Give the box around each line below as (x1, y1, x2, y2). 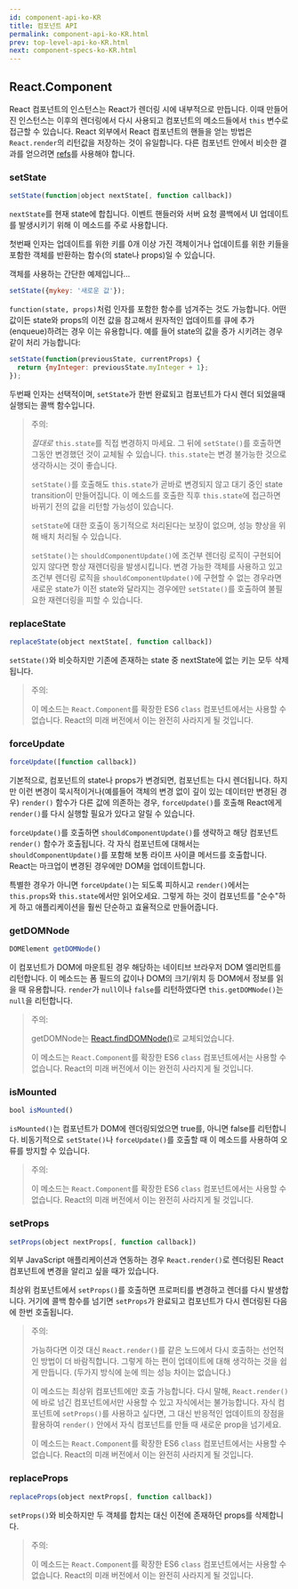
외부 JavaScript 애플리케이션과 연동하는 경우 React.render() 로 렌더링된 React (9, 1254, 285, 1265)
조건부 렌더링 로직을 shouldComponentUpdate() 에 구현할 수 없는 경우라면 (30, 572, 282, 583)
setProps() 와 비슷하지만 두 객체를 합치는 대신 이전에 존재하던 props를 (9, 1510, 254, 1520)
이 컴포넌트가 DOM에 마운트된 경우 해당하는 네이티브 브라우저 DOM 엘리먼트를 (9, 962, 282, 973)
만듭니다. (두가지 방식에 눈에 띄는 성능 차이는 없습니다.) (40, 1367, 231, 1378)
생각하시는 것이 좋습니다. (30, 459, 117, 470)
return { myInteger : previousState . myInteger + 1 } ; (17, 362, 209, 372)
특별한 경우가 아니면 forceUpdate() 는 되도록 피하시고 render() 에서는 (9, 879, 250, 890)
